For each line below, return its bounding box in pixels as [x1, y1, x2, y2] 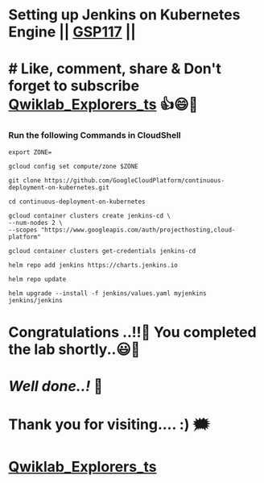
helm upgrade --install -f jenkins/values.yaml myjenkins [8, 289, 207, 298]
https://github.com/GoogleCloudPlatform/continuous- [43, 176, 225, 185]
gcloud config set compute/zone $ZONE [8, 162, 138, 170]
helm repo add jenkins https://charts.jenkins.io [8, 260, 179, 269]
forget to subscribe [8, 77, 139, 95]
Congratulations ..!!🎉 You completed [8, 323, 257, 341]
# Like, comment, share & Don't [8, 60, 221, 78]
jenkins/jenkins [8, 296, 63, 304]
